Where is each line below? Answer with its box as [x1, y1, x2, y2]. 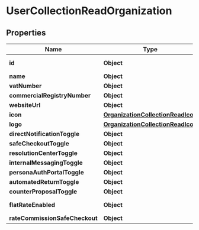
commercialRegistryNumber [9, 92, 91, 99]
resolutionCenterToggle [9, 149, 78, 157]
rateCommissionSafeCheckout [9, 214, 98, 222]
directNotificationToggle [9, 130, 80, 138]
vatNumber [9, 82, 42, 90]
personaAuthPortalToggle [9, 169, 84, 176]
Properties [6, 28, 46, 38]
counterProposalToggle [9, 187, 78, 196]
